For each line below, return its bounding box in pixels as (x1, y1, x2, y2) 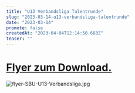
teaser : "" (6, 36, 33, 42)
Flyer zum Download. (6, 61, 112, 74)
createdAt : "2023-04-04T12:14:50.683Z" (6, 30, 104, 36)
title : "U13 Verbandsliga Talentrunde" (6, 8, 104, 15)
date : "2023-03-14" (6, 19, 54, 25)
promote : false (6, 25, 43, 31)
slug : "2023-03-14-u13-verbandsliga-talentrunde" (6, 14, 130, 20)
